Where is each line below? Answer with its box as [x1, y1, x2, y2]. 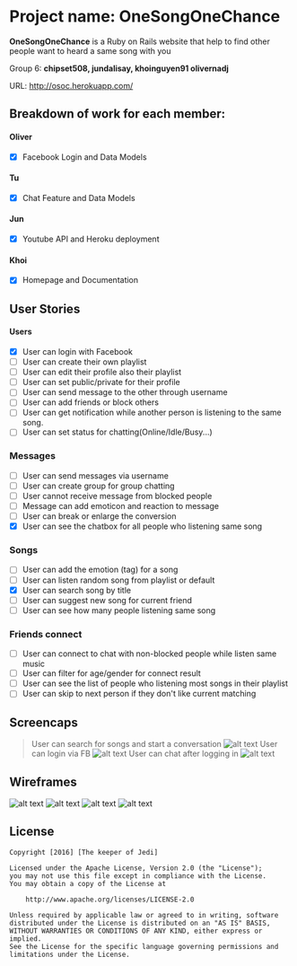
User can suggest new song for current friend [22, 594, 193, 605]
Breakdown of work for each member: [9, 106, 226, 122]
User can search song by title [22, 584, 132, 595]
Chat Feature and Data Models [22, 192, 136, 203]
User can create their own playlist [22, 356, 147, 367]
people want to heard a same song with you [9, 45, 171, 56]
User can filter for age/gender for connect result [22, 668, 202, 679]
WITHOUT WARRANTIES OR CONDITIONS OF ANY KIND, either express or [9, 926, 263, 935]
